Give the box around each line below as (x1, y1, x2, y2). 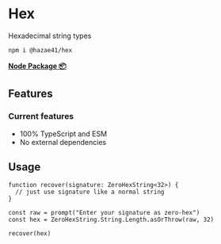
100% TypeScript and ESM (19, 128, 108, 139)
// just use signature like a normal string (15, 188, 165, 196)
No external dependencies (19, 137, 107, 147)
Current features (8, 111, 74, 122)
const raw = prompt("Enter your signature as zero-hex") (8, 209, 200, 217)
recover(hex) (8, 230, 51, 238)
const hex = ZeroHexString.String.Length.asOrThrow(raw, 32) (8, 215, 215, 224)
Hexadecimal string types (8, 31, 92, 40)
